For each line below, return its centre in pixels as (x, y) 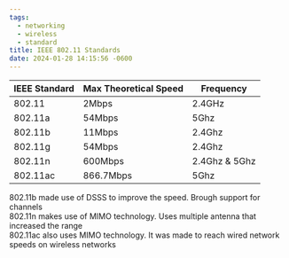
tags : (19, 17)
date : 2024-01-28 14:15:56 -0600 (71, 59)
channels (26, 207)
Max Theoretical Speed (133, 88)
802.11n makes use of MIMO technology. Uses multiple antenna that (133, 216)
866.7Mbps (108, 176)
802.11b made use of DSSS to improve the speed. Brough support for (135, 197)
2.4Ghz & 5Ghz (224, 161)
